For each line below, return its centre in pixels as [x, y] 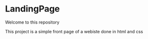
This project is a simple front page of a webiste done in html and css [74, 31]
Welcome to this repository [32, 22]
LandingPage [33, 9]
